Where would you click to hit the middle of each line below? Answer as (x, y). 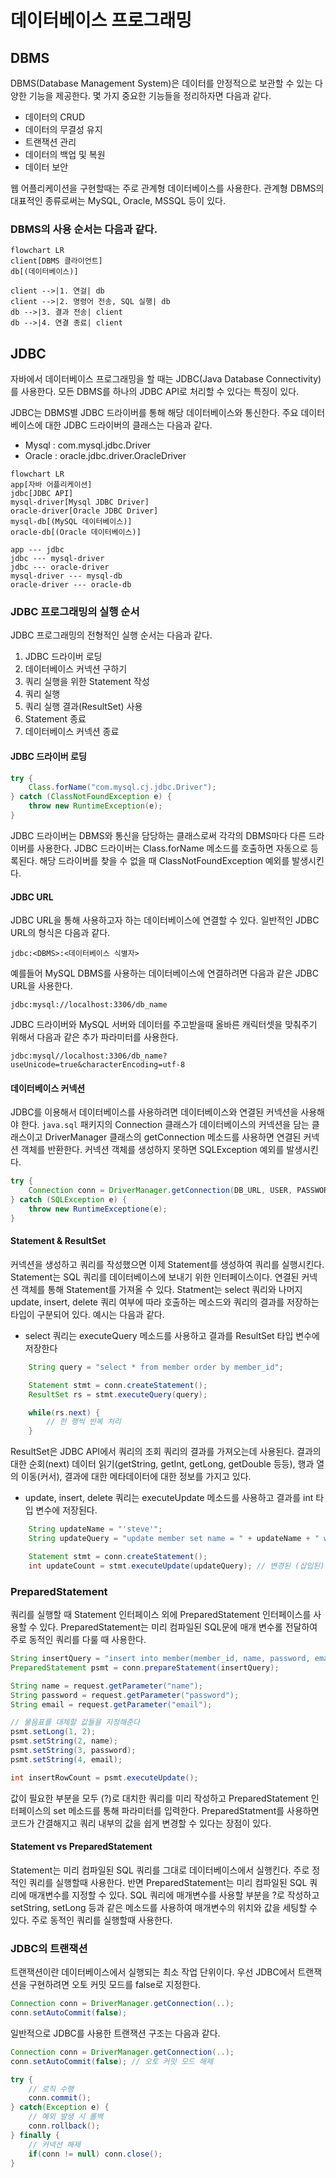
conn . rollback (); (64, 2126)
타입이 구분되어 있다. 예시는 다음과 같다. (87, 1314)
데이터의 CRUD (55, 117)
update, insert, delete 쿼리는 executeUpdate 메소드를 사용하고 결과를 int (169, 1498)
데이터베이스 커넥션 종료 (72, 732)
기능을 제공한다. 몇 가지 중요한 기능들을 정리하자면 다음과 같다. (150, 95)
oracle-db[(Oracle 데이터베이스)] (76, 532)
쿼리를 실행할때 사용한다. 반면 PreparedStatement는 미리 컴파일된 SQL (168, 1882)
